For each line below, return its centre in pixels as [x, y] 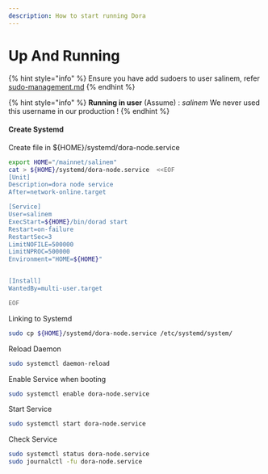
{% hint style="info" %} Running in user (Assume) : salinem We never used [134, 103]
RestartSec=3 [30, 237]
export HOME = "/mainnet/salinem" [63, 162]
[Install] [25, 281]
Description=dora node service [61, 185]
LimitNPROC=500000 [39, 252]
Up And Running [64, 55]
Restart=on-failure [41, 229]
